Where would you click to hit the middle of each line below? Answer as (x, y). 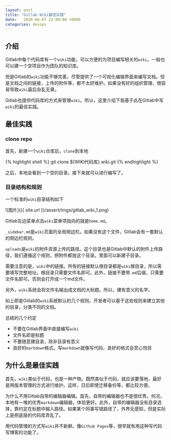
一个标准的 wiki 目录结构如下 (34, 199)
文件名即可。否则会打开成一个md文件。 (47, 279)
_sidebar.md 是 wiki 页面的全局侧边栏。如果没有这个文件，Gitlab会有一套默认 (84, 232)
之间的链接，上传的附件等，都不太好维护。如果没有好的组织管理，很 (90, 83)
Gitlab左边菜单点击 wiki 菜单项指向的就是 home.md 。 (58, 221)
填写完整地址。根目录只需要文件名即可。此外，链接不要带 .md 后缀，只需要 (87, 273)
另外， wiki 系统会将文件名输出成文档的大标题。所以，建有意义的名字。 (79, 290)
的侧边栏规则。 (21, 238)
